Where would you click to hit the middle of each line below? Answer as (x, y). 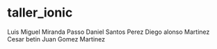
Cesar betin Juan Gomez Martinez (56, 39)
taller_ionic (40, 13)
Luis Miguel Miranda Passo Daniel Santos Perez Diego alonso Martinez (108, 32)
